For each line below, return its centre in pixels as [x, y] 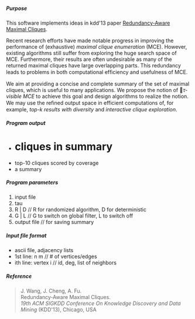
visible [14, 96]
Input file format [26, 236]
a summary [28, 169]
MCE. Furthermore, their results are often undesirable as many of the [89, 59]
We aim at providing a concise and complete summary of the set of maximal [98, 84]
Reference [19, 276]
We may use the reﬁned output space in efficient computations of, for [90, 103]
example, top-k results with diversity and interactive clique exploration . [92, 109]
